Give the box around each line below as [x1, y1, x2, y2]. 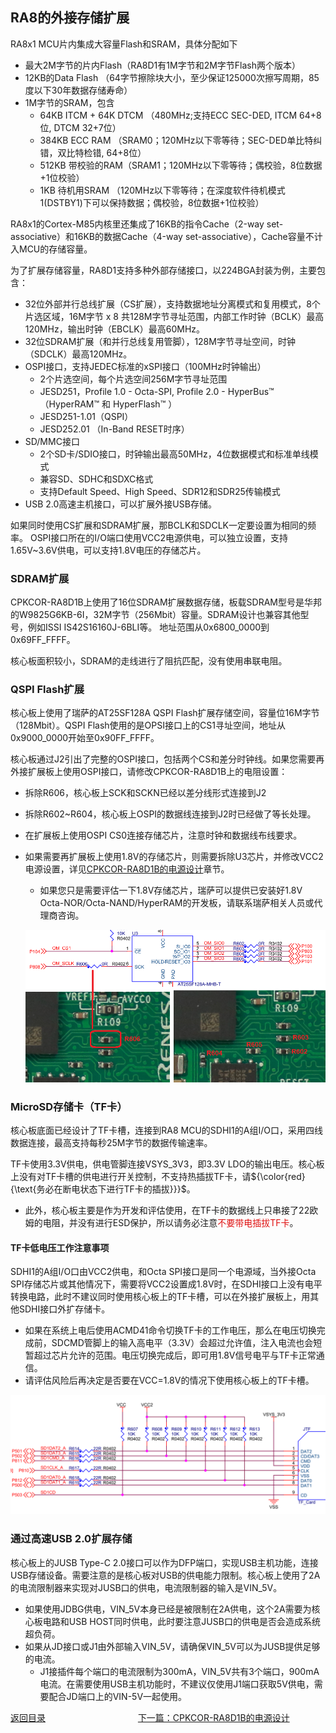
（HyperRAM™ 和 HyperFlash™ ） [39, 398, 178, 410]
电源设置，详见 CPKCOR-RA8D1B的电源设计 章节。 [24, 863, 230, 875]
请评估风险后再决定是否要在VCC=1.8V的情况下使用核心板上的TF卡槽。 [24, 1374, 315, 1387]
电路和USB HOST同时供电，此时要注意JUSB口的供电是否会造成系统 [42, 1615, 321, 1627]
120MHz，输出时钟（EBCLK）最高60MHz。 [24, 323, 206, 335]
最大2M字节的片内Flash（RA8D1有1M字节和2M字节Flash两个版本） [24, 59, 302, 71]
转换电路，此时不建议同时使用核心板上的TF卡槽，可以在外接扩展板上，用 [10, 1291, 311, 1303]
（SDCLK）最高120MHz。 [24, 348, 133, 360]
